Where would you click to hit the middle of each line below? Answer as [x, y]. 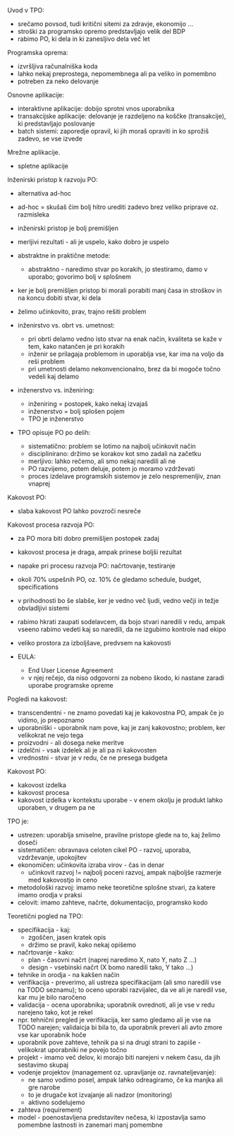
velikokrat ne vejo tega [50, 735]
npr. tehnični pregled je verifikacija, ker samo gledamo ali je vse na [114, 1020]
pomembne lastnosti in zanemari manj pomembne [90, 1125]
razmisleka [33, 214]
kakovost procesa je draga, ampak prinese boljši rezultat [99, 552]
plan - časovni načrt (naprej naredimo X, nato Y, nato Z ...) [112, 960]
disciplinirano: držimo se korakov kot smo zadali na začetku [115, 454]
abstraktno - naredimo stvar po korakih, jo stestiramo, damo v [118, 269]
